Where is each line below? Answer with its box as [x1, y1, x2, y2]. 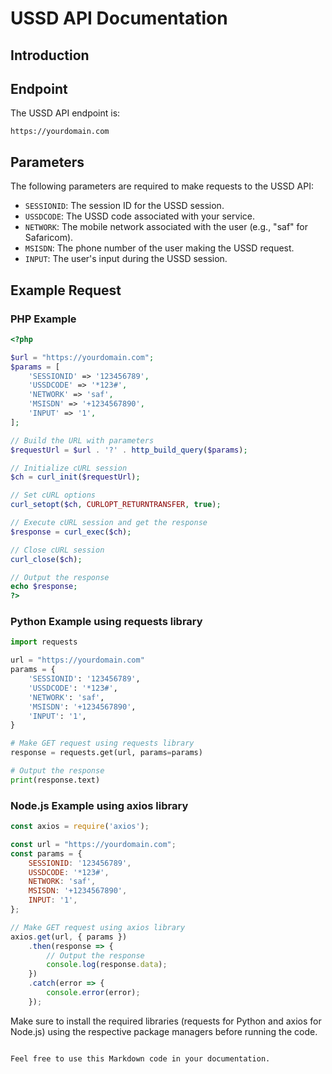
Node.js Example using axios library [10, 798, 189, 812]
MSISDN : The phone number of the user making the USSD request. [24, 242, 295, 254]
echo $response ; [10, 582, 78, 592]
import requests [10, 637, 78, 647]
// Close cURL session [10, 545, 105, 555]
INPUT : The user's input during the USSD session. [24, 253, 228, 265]
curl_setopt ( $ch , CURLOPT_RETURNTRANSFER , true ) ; [10, 500, 222, 510]
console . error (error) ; [46, 988, 141, 998]
